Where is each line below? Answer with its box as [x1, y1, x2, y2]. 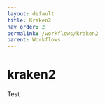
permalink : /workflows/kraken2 [7, 30, 99, 37]
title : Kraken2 [7, 17, 52, 24]
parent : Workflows [7, 37, 61, 44]
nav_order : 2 [7, 23, 45, 30]
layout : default [7, 10, 55, 18]
